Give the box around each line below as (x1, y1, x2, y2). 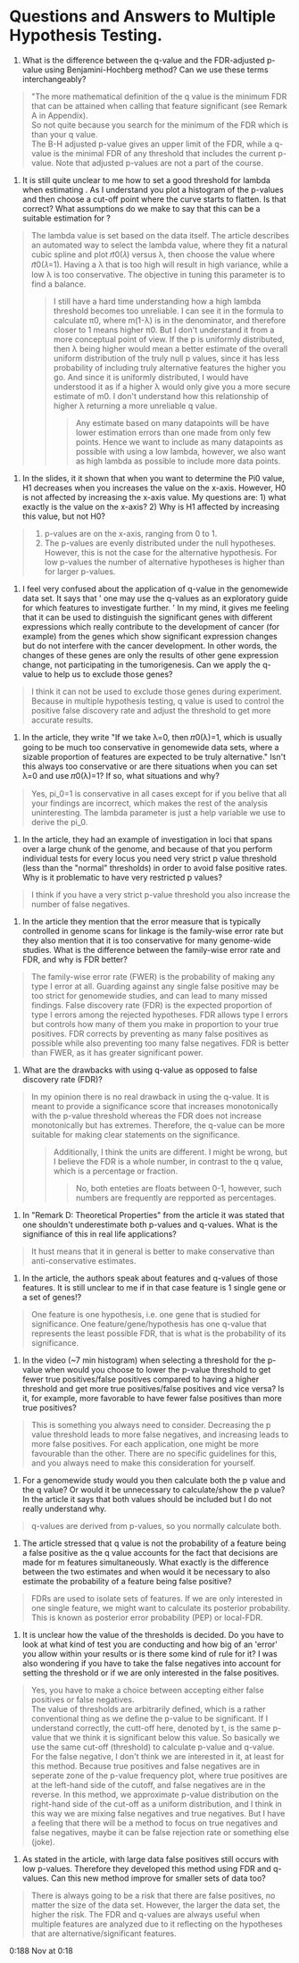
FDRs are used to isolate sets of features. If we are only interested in (30, 1592, 283, 1604)
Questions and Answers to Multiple (9, 6, 277, 27)
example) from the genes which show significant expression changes (21, 631, 278, 641)
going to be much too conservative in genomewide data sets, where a (21, 741, 279, 752)
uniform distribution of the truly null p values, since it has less (53, 353, 279, 363)
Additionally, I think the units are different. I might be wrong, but (53, 1146, 287, 1157)
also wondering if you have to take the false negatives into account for (21, 1658, 281, 1668)
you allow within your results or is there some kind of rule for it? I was (21, 1648, 278, 1658)
